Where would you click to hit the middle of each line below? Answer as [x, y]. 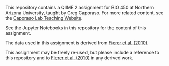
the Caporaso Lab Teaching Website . [44, 18]
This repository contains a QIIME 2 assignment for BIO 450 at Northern [80, 7]
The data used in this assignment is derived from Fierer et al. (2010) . [77, 43]
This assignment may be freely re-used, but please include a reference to [82, 53]
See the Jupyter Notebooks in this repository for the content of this [76, 28]
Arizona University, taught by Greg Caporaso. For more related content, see [84, 13]
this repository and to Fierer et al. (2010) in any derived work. [69, 58]
